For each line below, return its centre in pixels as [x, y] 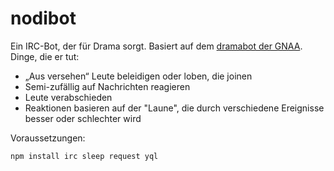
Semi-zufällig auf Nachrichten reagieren [107, 86]
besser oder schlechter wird [83, 118]
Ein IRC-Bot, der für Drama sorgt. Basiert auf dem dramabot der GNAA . [156, 46]
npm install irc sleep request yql [84, 156]
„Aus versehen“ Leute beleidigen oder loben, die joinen [138, 76]
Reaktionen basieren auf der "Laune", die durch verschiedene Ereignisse [174, 108]
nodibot [43, 18]
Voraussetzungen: [48, 138]
